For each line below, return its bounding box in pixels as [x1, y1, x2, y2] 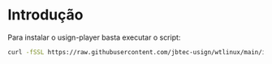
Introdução [7, 6, 84, 24]
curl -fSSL [7, 48, 45, 56]
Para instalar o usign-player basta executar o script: [7, 32, 181, 42]
